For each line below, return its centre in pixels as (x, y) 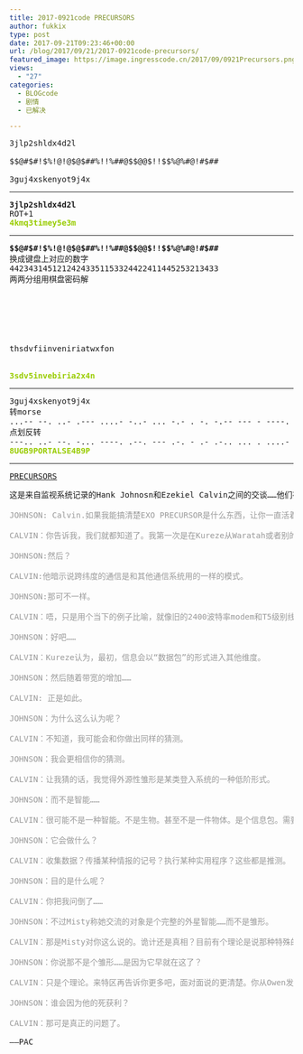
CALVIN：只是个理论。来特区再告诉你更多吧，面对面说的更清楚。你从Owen (148, 983)
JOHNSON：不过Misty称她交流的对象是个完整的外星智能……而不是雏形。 (142, 922)
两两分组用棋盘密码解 (49, 280)
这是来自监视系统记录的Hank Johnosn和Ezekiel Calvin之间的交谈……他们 (151, 495)
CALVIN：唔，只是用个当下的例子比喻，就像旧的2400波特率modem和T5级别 (149, 617)
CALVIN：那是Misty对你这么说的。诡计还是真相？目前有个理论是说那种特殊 (150, 942)
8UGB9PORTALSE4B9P (50, 451)
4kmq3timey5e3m (43, 223)
